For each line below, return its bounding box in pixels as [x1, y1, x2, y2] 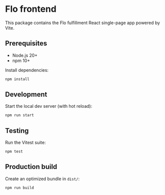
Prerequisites [5, 39, 47, 48]
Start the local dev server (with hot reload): [5, 103, 93, 109]
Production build [5, 162, 58, 171]
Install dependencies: [5, 67, 49, 73]
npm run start [5, 113, 34, 118]
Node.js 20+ [12, 52, 38, 58]
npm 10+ [12, 58, 31, 64]
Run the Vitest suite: [5, 139, 46, 146]
